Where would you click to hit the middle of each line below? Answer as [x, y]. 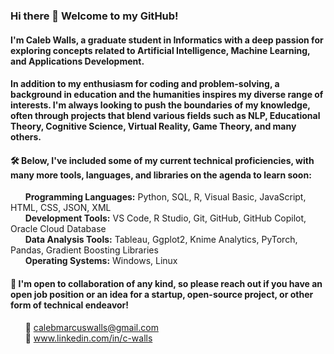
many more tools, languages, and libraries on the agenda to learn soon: [161, 175]
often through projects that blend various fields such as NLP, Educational [165, 116]
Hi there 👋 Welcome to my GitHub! [94, 16]
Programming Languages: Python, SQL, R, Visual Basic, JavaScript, [165, 197]
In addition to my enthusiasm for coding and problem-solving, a [145, 84]
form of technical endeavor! [70, 305]
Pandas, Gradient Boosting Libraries [84, 250]
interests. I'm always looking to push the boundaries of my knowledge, [160, 105]
